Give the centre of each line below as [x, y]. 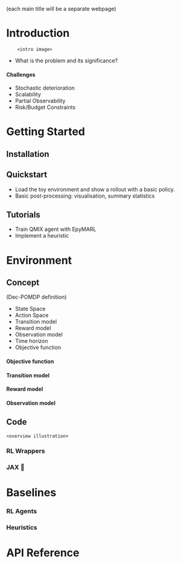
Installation [28, 154]
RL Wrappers [26, 451]
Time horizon [31, 341]
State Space [30, 309]
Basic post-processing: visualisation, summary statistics [85, 196]
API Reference [43, 552]
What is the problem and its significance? [66, 61]
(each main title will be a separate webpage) [61, 9]
